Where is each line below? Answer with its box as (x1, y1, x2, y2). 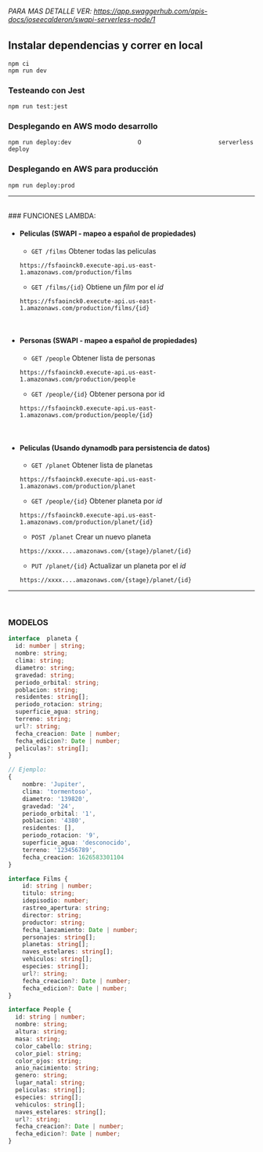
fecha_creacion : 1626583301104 (22, 853, 124, 861)
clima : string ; (15, 656, 65, 665)
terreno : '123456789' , (22, 846, 96, 854)
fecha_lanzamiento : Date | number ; (22, 926, 139, 934)
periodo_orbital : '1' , (22, 810, 96, 817)
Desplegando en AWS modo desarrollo (8, 120, 158, 131)
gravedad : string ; (15, 671, 76, 679)
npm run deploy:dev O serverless (8, 138, 254, 147)
